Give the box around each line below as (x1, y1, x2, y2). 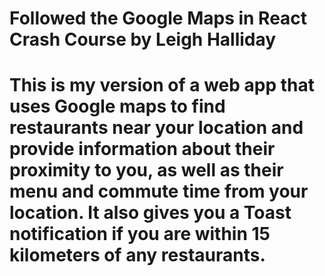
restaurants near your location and (9, 117, 304, 139)
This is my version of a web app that (9, 74, 316, 97)
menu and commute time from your (9, 180, 309, 203)
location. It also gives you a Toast (9, 202, 292, 224)
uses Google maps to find (9, 95, 226, 118)
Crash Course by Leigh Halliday (9, 28, 277, 51)
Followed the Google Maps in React (9, 7, 308, 30)
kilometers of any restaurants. (9, 244, 266, 267)
